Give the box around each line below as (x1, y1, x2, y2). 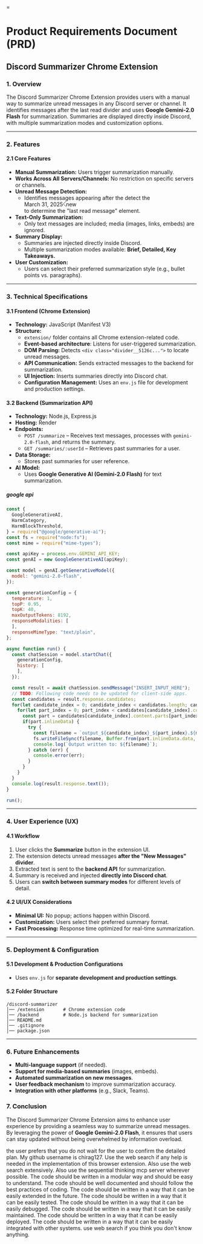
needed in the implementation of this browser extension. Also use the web (6, 1160, 192, 1167)
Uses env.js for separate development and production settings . (14, 974, 178, 981)
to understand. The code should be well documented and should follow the (6, 1179, 193, 1186)
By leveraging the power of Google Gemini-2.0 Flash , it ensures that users (6, 1129, 193, 1136)
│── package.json (6, 1028, 50, 1034)
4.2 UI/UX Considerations (6, 898, 72, 906)
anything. (6, 1231, 30, 1238)
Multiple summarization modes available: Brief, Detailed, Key (24, 246, 176, 253)
